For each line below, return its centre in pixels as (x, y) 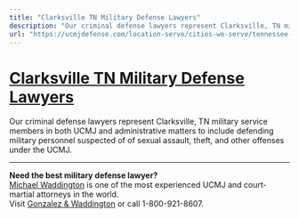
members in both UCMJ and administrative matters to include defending (141, 131)
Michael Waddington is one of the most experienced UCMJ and (125, 185)
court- (255, 185)
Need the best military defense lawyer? (84, 175)
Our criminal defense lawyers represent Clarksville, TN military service (139, 122)
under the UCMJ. (41, 150)
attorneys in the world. (77, 194)
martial (22, 194)
